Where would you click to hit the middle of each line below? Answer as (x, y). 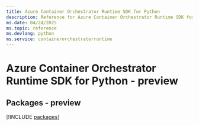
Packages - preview (44, 103)
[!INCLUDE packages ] (33, 117)
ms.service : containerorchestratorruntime (59, 39)
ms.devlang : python (30, 34)
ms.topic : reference (32, 28)
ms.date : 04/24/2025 (32, 22)
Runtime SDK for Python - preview (92, 81)
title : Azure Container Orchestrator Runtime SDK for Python (83, 12)
